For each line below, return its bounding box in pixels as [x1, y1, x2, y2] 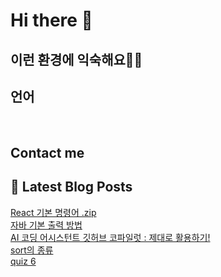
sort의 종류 [10, 244, 54, 256]
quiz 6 [10, 255, 37, 267]
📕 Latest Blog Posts [10, 179, 133, 196]
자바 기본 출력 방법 [10, 219, 83, 231]
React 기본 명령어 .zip [10, 206, 97, 218]
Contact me [10, 144, 85, 161]
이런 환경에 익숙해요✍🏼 [10, 51, 143, 68]
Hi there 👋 [10, 9, 93, 32]
